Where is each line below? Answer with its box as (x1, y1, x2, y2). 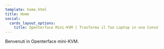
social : (5, 16, 21, 21)
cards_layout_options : (9, 20, 56, 26)
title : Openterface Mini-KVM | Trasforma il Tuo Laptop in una (14, 25, 145, 30)
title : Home (5, 12, 29, 16)
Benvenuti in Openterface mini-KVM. (5, 38, 79, 44)
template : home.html (5, 7, 47, 12)
